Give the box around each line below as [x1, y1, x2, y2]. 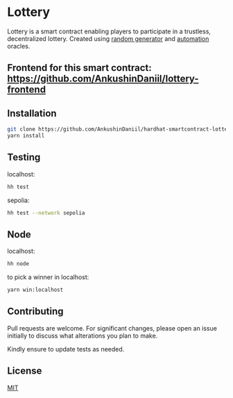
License [7, 365, 42, 377]
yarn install [7, 133, 45, 140]
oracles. [7, 42, 31, 50]
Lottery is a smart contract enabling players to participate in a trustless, [7, 27, 212, 35]
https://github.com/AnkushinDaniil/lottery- [7, 73, 199, 85]
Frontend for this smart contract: [7, 62, 152, 74]
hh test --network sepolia [7, 209, 85, 216]
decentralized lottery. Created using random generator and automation [7, 34, 209, 42]
